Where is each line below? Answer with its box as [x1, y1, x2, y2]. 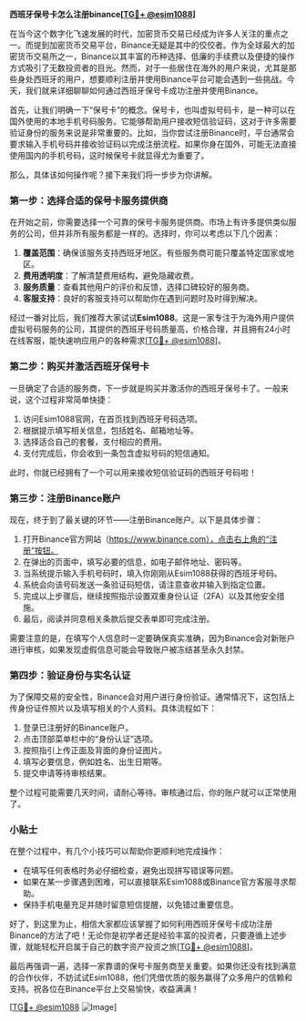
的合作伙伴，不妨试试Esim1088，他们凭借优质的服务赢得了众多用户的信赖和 [9, 972, 293, 983]
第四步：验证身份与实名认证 [9, 669, 131, 681]
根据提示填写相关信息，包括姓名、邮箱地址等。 [22, 424, 199, 435]
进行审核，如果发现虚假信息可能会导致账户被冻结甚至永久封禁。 [9, 644, 249, 655]
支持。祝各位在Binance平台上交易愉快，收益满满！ [9, 984, 200, 995]
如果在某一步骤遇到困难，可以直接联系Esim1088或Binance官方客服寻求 [22, 876, 289, 887]
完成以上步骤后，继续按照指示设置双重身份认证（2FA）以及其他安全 [22, 590, 277, 601]
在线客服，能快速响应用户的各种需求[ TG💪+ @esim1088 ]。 [9, 335, 226, 346]
